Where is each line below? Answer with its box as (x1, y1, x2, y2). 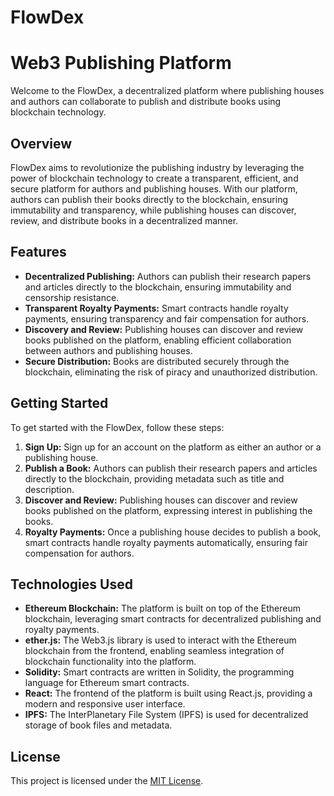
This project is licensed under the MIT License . (10, 775, 204, 787)
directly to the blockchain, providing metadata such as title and (24, 472, 285, 485)
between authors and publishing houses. (24, 344, 193, 356)
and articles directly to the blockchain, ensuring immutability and (24, 281, 292, 293)
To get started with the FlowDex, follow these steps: (10, 421, 225, 433)
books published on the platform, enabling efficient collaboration (24, 334, 292, 346)
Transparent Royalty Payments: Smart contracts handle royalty (24, 302, 289, 314)
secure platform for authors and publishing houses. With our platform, (10, 182, 298, 195)
